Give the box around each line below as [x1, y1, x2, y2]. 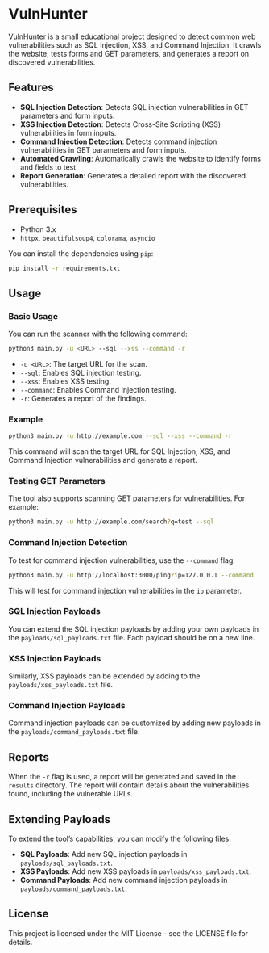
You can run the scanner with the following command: [8, 329, 188, 339]
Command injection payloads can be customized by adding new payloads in [8, 718, 262, 728]
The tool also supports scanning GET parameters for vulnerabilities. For [8, 493, 246, 503]
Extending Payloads [8, 812, 111, 826]
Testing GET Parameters [8, 476, 106, 487]
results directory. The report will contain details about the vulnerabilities [8, 780, 250, 790]
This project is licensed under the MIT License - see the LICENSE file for [8, 928, 248, 938]
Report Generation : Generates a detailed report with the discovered [19, 170, 246, 180]
